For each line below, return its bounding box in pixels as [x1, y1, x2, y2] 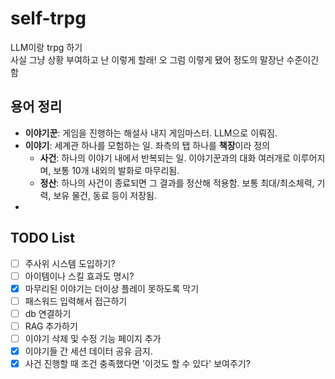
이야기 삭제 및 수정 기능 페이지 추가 [24, 332, 162, 344]
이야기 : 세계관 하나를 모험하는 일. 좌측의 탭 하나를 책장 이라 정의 [24, 139, 271, 151]
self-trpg [10, 7, 87, 30]
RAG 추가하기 [24, 320, 78, 332]
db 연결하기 [24, 307, 72, 319]
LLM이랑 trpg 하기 [10, 41, 83, 53]
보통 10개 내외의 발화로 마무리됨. [53, 164, 180, 176]
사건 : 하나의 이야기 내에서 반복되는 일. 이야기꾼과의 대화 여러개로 [39, 152, 291, 164]
